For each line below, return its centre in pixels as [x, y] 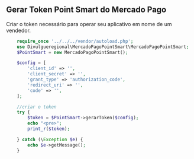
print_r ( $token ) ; [48, 129]
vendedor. [19, 30]
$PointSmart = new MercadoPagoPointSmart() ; [72, 52]
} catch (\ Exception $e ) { [50, 139]
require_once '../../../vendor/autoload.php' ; [75, 41]
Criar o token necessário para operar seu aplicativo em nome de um [89, 24]
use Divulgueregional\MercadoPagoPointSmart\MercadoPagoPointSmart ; [103, 47]
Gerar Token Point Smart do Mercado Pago [86, 10]
